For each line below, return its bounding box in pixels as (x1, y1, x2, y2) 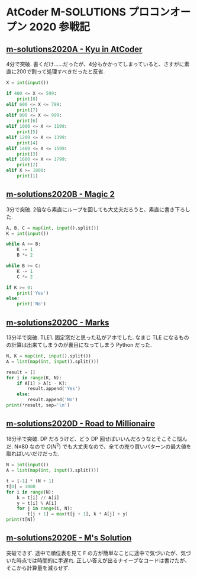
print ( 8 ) (17, 96, 38, 102)
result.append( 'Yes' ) (27, 386, 81, 392)
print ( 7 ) (17, 107, 38, 113)
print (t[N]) (6, 517, 35, 523)
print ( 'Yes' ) (17, 290, 49, 296)
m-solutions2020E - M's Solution (6, 533, 132, 543)
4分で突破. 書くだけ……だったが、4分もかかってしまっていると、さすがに (6, 60, 185, 67)
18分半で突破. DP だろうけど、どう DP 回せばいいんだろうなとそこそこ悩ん (6, 435, 188, 442)
